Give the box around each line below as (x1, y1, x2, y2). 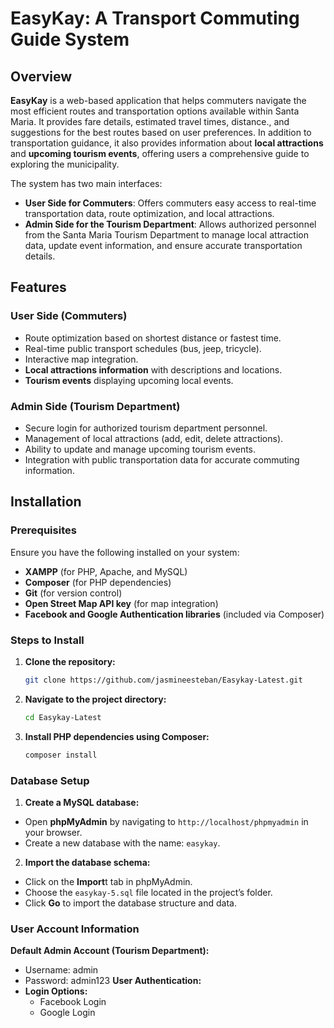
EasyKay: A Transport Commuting (10, 7, 300, 30)
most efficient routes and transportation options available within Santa (10, 105, 300, 117)
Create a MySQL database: (24, 796, 140, 808)
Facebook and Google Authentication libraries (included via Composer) (24, 608, 325, 620)
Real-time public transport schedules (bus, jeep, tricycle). (24, 342, 262, 354)
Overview (10, 68, 73, 85)
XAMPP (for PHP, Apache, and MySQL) (24, 565, 188, 577)
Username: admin (24, 964, 99, 976)
